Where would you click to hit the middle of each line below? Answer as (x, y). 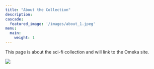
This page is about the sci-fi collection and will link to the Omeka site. (77, 52)
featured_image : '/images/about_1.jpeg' (53, 24)
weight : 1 (25, 38)
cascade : (14, 19)
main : (16, 33)
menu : (11, 28)
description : (19, 14)
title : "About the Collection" (38, 10)
